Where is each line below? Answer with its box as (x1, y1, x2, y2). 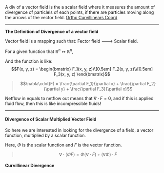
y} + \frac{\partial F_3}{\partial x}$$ (61, 86, 133, 92)
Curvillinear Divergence (5, 163, 55, 169)
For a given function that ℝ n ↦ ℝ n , (5, 48, 74, 54)
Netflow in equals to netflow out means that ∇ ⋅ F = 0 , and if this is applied (5, 95, 154, 101)
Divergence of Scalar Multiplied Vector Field (5, 116, 97, 122)
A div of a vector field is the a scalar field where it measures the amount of (5, 4, 155, 10)
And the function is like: (5, 58, 53, 64)
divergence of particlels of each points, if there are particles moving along (5, 9, 154, 15)
